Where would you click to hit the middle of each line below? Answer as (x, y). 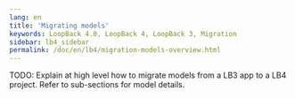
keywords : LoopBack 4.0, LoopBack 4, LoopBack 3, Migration (123, 34)
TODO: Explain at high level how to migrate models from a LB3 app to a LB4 (148, 75)
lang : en (25, 17)
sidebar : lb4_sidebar (49, 42)
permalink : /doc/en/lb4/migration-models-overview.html (115, 50)
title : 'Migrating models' (59, 26)
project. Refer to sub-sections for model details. (97, 85)
